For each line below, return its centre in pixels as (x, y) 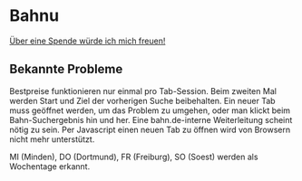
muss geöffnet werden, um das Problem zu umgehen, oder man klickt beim (150, 110)
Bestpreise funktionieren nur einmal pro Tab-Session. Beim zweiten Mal (143, 90)
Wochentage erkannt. (50, 166)
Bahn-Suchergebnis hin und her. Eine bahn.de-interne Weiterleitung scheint (151, 119)
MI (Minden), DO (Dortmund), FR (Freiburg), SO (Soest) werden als (134, 157)
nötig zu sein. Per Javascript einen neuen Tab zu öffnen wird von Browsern (150, 129)
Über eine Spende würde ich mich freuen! (88, 41)
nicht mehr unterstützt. (52, 139)
